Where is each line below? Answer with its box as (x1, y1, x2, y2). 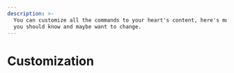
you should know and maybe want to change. (13, 23, 141, 30)
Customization (7, 53, 94, 69)
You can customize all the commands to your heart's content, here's (13, 17, 219, 24)
